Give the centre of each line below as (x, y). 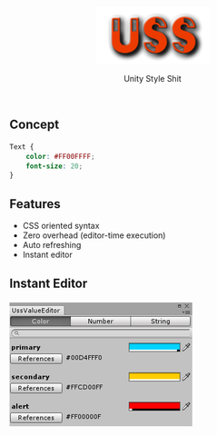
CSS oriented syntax (61, 226)
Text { (22, 147)
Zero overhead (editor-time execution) (94, 235)
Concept (35, 125)
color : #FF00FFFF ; (60, 156)
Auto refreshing (52, 245)
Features (35, 204)
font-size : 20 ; (54, 166)
